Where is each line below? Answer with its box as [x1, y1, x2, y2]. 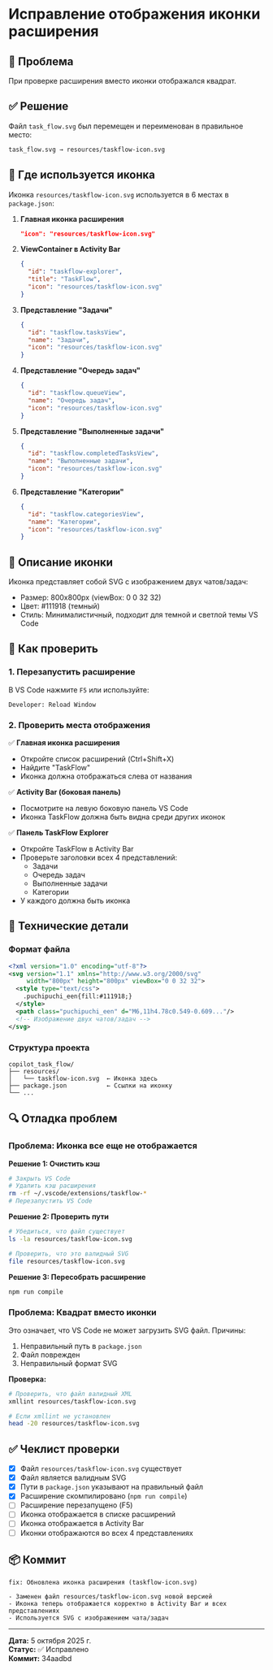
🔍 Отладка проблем [8, 1112, 118, 1126]
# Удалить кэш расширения [8, 1182, 96, 1191]
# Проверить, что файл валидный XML [8, 1390, 132, 1398]
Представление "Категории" [19, 487, 124, 497]
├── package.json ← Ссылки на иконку [8, 1082, 173, 1090]
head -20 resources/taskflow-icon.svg [8, 1420, 140, 1428]
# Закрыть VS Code [8, 1174, 71, 1182]
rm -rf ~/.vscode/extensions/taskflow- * [8, 1190, 148, 1198]
